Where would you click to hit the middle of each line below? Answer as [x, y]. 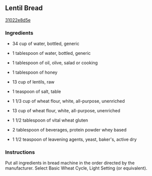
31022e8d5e [18, 20]
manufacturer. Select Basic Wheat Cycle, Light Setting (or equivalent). [76, 168]
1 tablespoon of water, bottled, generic [52, 53]
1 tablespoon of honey [35, 72]
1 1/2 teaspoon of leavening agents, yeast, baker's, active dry [75, 139]
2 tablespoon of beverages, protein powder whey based [69, 130]
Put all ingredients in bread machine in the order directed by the [70, 163]
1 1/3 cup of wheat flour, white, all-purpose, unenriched [68, 101]
